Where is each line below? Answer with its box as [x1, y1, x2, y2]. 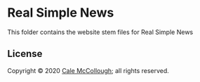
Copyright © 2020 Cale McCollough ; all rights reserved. [7, 66, 170, 74]
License [7, 48, 43, 60]
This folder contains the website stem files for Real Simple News [7, 28, 194, 36]
